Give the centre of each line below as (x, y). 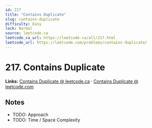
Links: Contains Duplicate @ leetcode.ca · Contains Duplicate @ (72, 81)
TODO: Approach (30, 114)
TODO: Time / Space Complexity (46, 120)
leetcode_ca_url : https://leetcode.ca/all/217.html (60, 38)
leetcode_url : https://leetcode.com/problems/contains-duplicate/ (76, 43)
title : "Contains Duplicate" (36, 15)
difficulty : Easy (23, 24)
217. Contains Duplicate (55, 67)
